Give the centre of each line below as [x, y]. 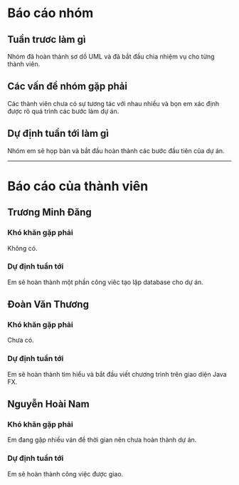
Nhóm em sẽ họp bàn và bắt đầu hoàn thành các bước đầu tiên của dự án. [116, 150]
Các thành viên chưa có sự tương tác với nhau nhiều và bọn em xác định [113, 103]
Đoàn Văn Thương [48, 304]
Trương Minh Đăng [50, 213]
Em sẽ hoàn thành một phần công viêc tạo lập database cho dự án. [106, 282]
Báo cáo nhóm [51, 13]
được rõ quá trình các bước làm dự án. [63, 111]
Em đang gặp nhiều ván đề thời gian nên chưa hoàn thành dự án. [102, 440]
